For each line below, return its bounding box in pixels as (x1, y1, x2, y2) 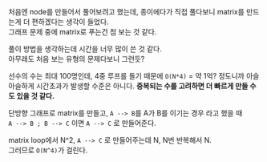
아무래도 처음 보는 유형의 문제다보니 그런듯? (8, 55, 145, 63)
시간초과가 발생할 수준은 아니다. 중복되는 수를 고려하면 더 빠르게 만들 (35, 81, 249, 91)
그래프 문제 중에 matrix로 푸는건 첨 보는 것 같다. (8, 27, 157, 36)
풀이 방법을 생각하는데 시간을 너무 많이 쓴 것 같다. (8, 44, 163, 54)
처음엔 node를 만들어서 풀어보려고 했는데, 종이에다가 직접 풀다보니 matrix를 (8, 7, 245, 16)
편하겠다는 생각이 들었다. (31, 17, 110, 26)
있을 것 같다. (16, 91, 55, 100)
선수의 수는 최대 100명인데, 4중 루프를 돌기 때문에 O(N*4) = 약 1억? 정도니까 (8, 71, 245, 80)
